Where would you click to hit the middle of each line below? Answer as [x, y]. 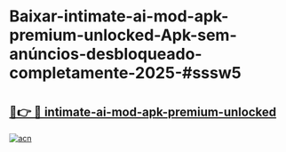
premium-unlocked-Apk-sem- [123, 35]
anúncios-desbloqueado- [106, 54]
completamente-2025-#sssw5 [125, 73]
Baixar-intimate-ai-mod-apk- [119, 16]
